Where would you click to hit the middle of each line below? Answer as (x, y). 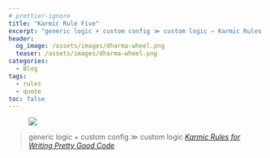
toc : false (27, 99)
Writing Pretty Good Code (71, 146)
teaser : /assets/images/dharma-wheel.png (87, 53)
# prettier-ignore (39, 16)
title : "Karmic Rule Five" (54, 23)
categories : (28, 62)
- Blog (27, 69)
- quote (29, 91)
